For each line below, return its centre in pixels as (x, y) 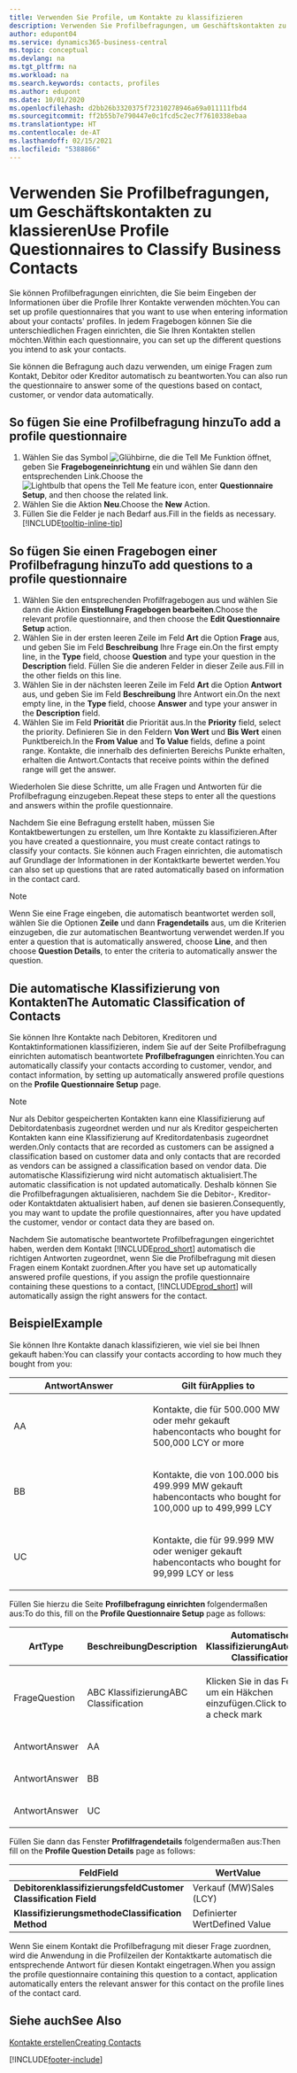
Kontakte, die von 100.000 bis (216, 1474)
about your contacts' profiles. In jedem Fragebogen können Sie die (131, 321)
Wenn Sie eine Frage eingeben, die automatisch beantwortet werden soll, (143, 914)
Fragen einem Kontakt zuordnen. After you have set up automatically (133, 1268)
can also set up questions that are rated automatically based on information (147, 870)
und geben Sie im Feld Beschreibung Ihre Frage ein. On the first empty (150, 647)
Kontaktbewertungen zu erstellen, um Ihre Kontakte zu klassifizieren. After (143, 832)
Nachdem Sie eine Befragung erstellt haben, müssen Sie (112, 823)
